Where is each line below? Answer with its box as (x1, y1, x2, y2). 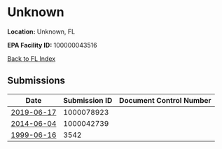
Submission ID (62, 95, 113, 105)
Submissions (7, 75, 65, 87)
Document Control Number (118, 95, 211, 105)
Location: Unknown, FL (7, 27, 76, 36)
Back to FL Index (7, 54, 56, 63)
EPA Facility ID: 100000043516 (7, 41, 97, 49)
